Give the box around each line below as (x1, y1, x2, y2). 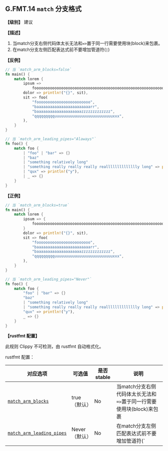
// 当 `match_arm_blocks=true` (5, 202, 70, 207)
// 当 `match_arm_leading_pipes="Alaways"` (5, 136, 96, 141)
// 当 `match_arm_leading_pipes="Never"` (5, 276, 92, 281)
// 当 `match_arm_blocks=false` (5, 67, 72, 72)
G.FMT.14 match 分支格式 (5, 4, 82, 13)
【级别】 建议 (5, 19, 33, 25)
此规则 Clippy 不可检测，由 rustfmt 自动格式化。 (5, 343, 104, 349)
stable (95, 374, 111, 381)
